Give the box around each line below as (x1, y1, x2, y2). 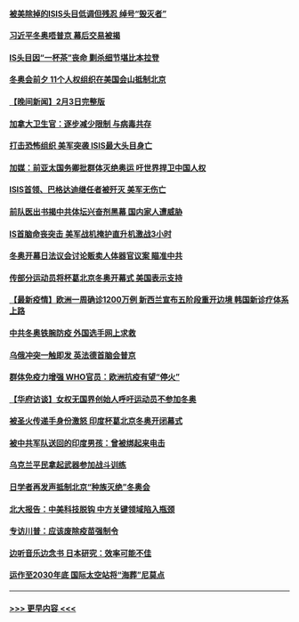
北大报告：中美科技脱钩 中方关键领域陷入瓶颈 (9, 504, 175, 514)
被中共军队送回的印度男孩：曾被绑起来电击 (9, 437, 166, 448)
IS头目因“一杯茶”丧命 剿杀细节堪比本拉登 (9, 52, 160, 62)
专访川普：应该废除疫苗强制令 (9, 526, 118, 537)
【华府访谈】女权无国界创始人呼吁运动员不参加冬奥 (9, 393, 197, 404)
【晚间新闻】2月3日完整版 (9, 96, 105, 107)
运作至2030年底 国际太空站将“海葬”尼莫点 (9, 569, 166, 580)
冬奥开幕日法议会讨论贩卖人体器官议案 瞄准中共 (9, 250, 183, 262)
